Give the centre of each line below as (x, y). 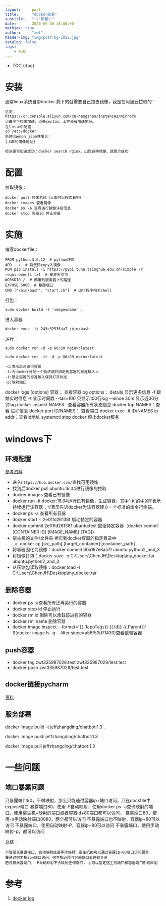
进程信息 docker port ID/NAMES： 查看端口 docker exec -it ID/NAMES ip (84, 411)
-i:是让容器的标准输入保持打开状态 (36, 377)
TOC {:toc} (23, 66)
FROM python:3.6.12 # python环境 (40, 260)
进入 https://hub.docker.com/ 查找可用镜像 (55, 482)
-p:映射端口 (16, 382)
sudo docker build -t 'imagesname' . (44, 310)
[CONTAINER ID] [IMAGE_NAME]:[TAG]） (54, 532)
